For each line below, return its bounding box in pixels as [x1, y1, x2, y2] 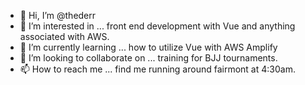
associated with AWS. [19, 31, 110, 42]
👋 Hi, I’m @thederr [19, 10, 97, 21]
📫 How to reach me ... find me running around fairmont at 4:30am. [19, 63, 296, 75]
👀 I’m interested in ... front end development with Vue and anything [19, 20, 296, 32]
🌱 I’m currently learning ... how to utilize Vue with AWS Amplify [19, 41, 278, 53]
